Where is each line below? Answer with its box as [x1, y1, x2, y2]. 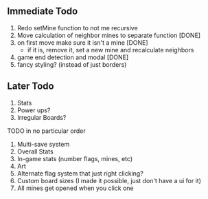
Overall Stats [16, 147, 54, 156]
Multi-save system [16, 140, 70, 148]
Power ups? [16, 106, 51, 114]
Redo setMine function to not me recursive [16, 23, 139, 32]
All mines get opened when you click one [16, 184, 134, 192]
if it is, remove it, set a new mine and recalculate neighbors [27, 45, 194, 54]
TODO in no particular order [7, 127, 86, 135]
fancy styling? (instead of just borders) [16, 60, 127, 68]
